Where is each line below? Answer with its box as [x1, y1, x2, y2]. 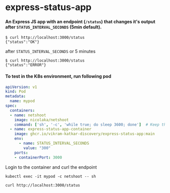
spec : [5, 103, 17, 109]
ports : [14, 150, 28, 155]
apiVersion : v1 [5, 84, 37, 89]
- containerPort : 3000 [14, 155, 62, 160]
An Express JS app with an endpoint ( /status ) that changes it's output [5, 18, 156, 24]
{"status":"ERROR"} [5, 63, 47, 68]
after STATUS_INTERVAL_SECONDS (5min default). [5, 24, 102, 30]
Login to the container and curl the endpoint [5, 164, 97, 170]
